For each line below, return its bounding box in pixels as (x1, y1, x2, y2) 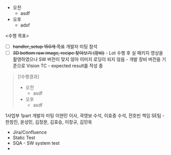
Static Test (12, 135, 36, 141)
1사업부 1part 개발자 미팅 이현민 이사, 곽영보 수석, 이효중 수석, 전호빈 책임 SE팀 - (5, 113, 165, 119)
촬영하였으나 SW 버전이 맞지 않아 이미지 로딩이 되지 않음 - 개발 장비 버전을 (12, 56, 161, 62)
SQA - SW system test (12, 140, 60, 146)
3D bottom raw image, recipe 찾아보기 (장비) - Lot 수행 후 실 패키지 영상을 (12, 50, 163, 56)
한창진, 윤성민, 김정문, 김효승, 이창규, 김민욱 (5, 119, 92, 125)
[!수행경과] (17, 74, 39, 80)
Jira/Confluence (12, 129, 47, 136)
